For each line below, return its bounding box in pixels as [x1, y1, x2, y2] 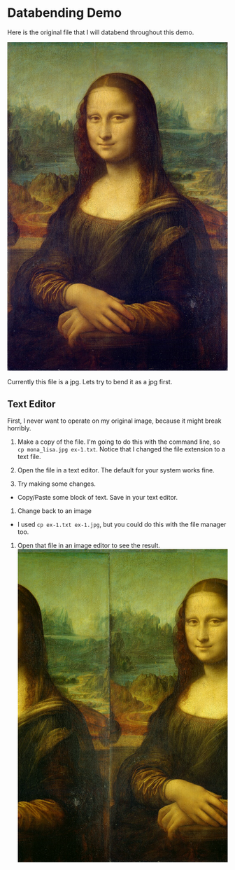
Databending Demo [7, 5, 122, 21]
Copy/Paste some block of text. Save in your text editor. [17, 493, 178, 501]
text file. [17, 452, 41, 461]
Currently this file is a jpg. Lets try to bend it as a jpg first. [7, 378, 173, 386]
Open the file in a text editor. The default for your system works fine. [17, 465, 215, 474]
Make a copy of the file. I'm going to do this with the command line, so [17, 437, 220, 446]
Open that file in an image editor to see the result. [17, 541, 161, 549]
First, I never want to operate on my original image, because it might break [7, 416, 222, 425]
